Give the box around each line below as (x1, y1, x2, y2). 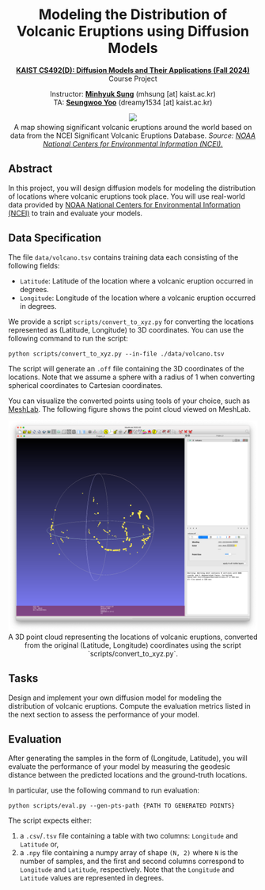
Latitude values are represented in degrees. (19, 873, 165, 883)
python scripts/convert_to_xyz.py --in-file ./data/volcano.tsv (8, 350, 225, 358)
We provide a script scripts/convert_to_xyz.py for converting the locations (8, 317, 255, 326)
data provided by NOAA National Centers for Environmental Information (8, 200, 241, 209)
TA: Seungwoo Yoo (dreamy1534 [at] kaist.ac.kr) (53, 97, 213, 107)
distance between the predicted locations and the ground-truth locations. (8, 770, 248, 780)
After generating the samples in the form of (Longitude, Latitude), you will (8, 754, 248, 763)
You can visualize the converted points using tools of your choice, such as (8, 396, 251, 405)
